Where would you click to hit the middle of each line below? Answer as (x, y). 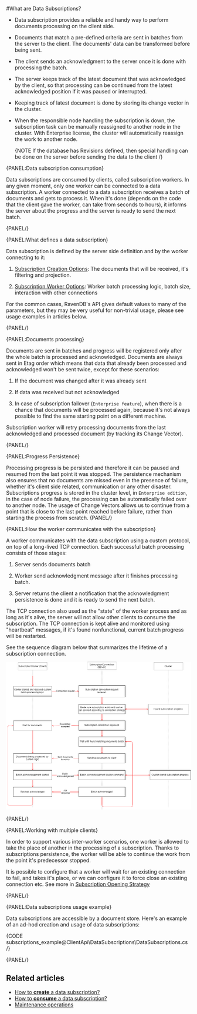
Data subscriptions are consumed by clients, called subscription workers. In (98, 179)
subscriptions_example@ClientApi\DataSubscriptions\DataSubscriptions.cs (97, 942)
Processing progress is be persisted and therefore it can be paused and (93, 468)
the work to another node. (46, 139)
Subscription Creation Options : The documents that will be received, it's (101, 269)
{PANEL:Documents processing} (45, 339)
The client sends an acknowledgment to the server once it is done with (100, 61)
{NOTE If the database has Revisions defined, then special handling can (101, 150)
